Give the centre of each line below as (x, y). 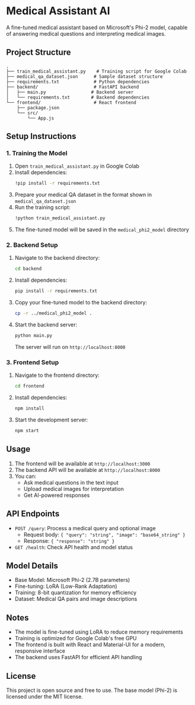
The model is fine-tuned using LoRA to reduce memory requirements (99, 632)
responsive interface (40, 651)
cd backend (28, 269)
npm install (29, 408)
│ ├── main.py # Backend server (70, 92)
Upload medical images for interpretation (74, 489)
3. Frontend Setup (33, 362)
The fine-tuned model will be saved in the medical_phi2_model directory (102, 229)
